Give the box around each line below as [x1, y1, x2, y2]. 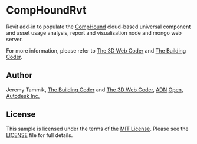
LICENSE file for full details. [6, 131, 73, 139]
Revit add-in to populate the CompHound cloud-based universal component [6, 23, 191, 30]
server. [6, 35, 24, 42]
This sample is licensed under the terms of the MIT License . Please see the [6, 125, 189, 132]
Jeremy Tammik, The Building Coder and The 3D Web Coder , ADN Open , [6, 86, 183, 93]
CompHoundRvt [6, 4, 87, 17]
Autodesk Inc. [6, 92, 40, 99]
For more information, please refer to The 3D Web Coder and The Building [6, 47, 186, 54]
